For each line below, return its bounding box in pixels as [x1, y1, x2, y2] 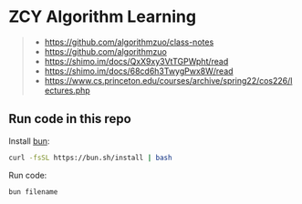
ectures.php [44, 85, 90, 96]
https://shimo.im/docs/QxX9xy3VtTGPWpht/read [44, 56, 229, 66]
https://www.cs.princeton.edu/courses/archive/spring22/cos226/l [44, 75, 293, 86]
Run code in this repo [8, 111, 131, 127]
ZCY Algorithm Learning [8, 6, 197, 27]
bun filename [8, 187, 58, 197]
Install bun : [8, 135, 50, 147]
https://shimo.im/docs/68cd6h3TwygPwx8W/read [44, 66, 234, 76]
